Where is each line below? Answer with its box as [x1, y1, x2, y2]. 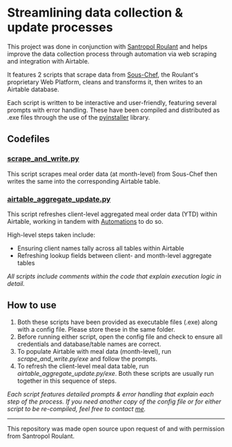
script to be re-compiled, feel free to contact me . [7, 404, 146, 412]
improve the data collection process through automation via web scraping [7, 50, 217, 58]
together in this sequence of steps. [17, 377, 117, 385]
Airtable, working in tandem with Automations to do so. [7, 217, 164, 225]
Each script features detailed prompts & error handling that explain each [7, 390, 214, 398]
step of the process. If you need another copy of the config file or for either [7, 397, 222, 406]
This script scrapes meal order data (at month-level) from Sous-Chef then [7, 169, 217, 178]
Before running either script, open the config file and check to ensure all [17, 332, 223, 341]
